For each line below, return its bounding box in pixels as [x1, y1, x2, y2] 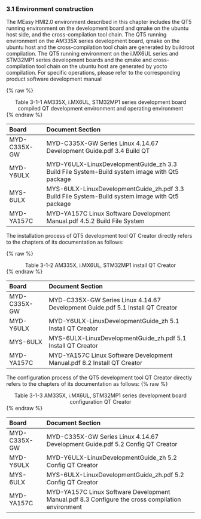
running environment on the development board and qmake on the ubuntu [6, 24, 189, 32]
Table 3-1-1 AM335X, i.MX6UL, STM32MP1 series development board [14, 99, 187, 106]
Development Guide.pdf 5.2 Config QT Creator [46, 440, 178, 449]
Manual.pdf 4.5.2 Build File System [46, 217, 145, 225]
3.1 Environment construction [6, 5, 94, 13]
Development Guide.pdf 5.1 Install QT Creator [48, 303, 178, 312]
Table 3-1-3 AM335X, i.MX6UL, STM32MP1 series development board [14, 392, 187, 399]
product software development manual [6, 75, 102, 82]
